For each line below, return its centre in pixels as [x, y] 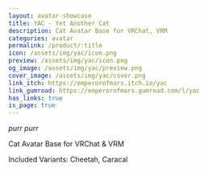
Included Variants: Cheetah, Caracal [68, 160]
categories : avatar [41, 38]
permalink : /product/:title [56, 46]
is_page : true [32, 105]
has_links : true [35, 98]
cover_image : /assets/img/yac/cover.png [77, 76]
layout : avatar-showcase [50, 16]
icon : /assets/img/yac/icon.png [62, 53]
